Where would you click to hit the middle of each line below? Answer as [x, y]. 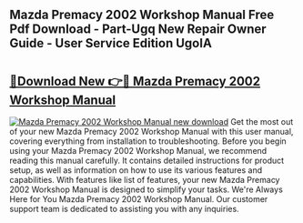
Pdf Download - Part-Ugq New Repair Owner [138, 30]
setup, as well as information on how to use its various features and [136, 170]
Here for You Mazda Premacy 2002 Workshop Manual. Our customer [139, 199]
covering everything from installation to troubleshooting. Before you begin [148, 141]
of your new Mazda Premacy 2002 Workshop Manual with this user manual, [151, 132]
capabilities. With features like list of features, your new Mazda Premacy [145, 180]
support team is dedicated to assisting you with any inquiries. [124, 209]
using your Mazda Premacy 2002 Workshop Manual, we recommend [138, 151]
